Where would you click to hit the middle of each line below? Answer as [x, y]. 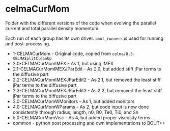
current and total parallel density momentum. [53, 28]
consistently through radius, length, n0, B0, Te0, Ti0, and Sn [76, 112]
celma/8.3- [123, 54]
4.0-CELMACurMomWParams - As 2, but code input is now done [81, 107]
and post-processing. [28, 43]
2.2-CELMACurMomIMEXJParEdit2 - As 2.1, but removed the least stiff [87, 80]
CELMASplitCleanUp [32, 58]
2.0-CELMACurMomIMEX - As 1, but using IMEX [63, 63]
